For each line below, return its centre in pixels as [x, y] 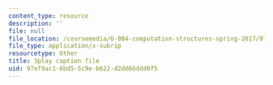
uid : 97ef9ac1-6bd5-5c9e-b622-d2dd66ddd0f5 [83, 69]
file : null [27, 31]
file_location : [34, 38]
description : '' [36, 23]
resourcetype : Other [43, 53]
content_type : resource [49, 16]
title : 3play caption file [54, 62]
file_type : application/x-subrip [65, 46]
